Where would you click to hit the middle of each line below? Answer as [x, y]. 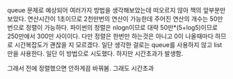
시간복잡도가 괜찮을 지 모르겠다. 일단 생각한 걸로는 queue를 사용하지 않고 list [118, 45]
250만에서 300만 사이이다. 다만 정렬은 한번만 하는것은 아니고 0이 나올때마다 [110, 36]
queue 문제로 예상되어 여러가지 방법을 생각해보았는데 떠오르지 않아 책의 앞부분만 [116, 10]
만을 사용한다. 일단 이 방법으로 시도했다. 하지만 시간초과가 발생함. [95, 53]
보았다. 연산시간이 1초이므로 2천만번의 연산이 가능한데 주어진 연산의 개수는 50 [112, 19]
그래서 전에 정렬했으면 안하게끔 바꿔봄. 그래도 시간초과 [81, 68]
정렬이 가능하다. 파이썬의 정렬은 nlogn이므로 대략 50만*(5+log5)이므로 [121, 27]
